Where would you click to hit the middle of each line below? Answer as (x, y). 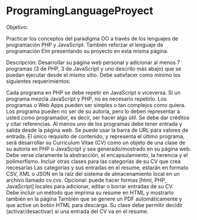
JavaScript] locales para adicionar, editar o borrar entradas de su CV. (90, 186)
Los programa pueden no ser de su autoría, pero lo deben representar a (93, 111)
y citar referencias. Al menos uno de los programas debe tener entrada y (94, 124)
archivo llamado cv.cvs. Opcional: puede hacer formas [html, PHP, (86, 180)
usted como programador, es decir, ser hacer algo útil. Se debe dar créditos (98, 117)
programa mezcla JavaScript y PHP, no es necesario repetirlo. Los (86, 99)
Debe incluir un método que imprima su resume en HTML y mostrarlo (90, 192)
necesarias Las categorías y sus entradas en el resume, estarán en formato (97, 167)
